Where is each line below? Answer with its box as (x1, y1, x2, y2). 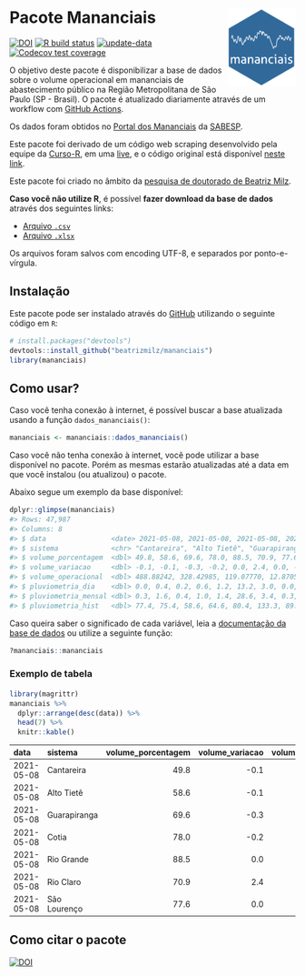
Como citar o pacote (9, 932, 127, 948)
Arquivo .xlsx (22, 230, 75, 241)
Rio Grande (46, 854, 89, 865)
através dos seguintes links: (9, 203, 113, 214)
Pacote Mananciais (9, 7, 157, 28)
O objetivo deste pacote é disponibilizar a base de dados (9, 65, 222, 75)
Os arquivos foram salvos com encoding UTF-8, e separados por (9, 247, 252, 258)
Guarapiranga (46, 809, 98, 820)
